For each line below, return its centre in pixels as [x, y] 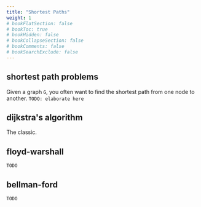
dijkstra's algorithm [45, 117]
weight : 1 [19, 18]
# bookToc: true [27, 29]
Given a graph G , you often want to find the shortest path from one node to [100, 92]
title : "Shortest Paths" [38, 12]
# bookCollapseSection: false [45, 41]
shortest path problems [53, 77]
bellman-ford [32, 185]
